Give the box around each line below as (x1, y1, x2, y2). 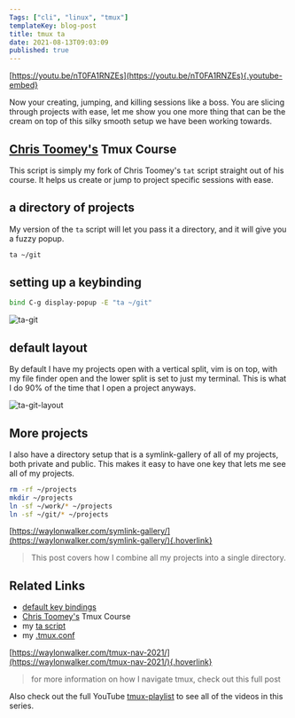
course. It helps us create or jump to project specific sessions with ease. (9, 174, 275, 185)
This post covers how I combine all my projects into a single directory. (30, 552, 286, 564)
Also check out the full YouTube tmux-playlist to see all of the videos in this (9, 691, 283, 702)
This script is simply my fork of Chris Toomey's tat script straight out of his (9, 165, 284, 176)
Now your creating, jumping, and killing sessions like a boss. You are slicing (9, 97, 285, 107)
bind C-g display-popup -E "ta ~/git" (9, 298, 152, 307)
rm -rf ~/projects (9, 485, 77, 493)
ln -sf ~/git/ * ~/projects (9, 509, 109, 519)
